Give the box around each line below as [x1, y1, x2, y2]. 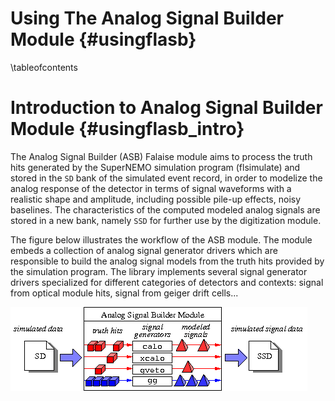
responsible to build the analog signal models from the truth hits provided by [10, 255, 325, 267]
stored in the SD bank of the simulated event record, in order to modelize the [10, 172, 323, 184]
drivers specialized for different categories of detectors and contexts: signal [10, 276, 324, 288]
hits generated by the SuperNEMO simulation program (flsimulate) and [10, 161, 301, 173]
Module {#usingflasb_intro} [10, 118, 245, 141]
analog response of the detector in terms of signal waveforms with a [10, 182, 292, 194]
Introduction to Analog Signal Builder [10, 97, 323, 119]
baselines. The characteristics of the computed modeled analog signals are [10, 203, 321, 216]
